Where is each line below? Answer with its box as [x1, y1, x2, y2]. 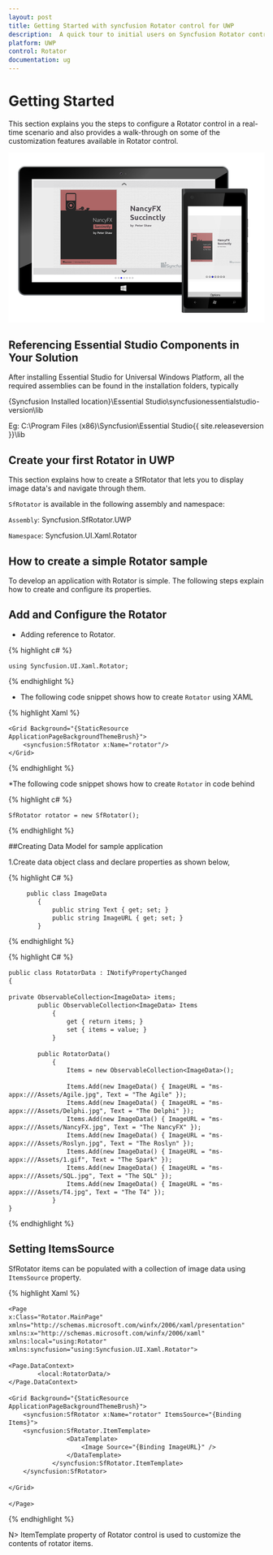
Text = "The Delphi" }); [110, 1107, 195, 1115]
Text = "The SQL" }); [98, 1172, 173, 1180]
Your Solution [8, 351, 79, 365]
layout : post [8, 13, 53, 21]
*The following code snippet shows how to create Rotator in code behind [8, 778, 255, 788]
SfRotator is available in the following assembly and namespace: [8, 500, 225, 509]
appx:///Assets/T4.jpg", [8, 1188, 93, 1196]
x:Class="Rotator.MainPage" [8, 1313, 104, 1321]
